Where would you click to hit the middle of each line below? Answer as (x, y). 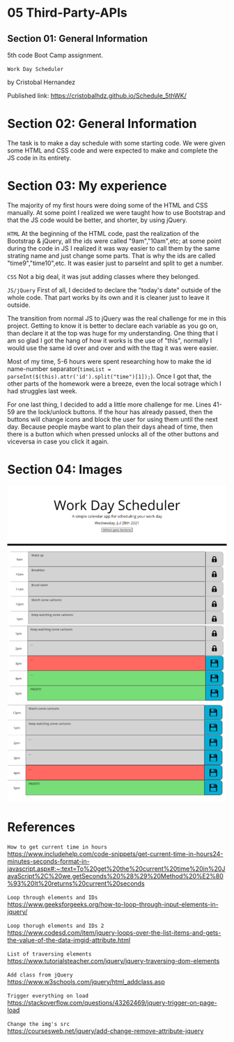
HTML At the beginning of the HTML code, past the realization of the (103, 233)
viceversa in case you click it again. (58, 441)
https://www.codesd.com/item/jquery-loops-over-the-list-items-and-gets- (114, 933)
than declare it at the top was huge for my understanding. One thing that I (112, 333)
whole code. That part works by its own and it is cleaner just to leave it (108, 297)
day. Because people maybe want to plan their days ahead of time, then (110, 427)
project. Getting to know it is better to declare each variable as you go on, (112, 326)
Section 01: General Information (78, 39)
